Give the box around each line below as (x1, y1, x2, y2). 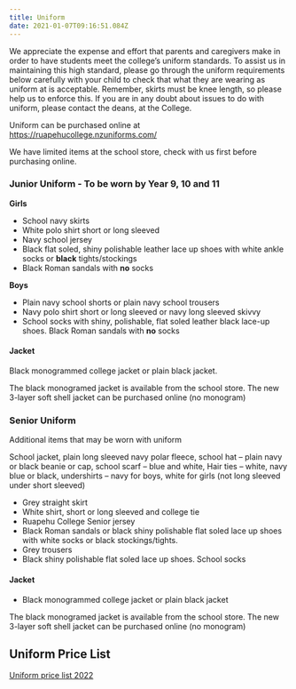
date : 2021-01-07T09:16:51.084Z (9, 21, 129, 30)
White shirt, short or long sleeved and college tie (21, 507, 200, 517)
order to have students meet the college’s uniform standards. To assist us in (9, 55, 286, 66)
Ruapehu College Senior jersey (21, 517, 136, 527)
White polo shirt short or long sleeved (21, 224, 160, 236)
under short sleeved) (9, 480, 86, 491)
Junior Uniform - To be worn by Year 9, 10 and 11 (9, 178, 220, 190)
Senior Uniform (9, 414, 77, 427)
